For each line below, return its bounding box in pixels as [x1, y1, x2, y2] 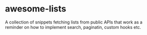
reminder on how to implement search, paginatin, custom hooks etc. [5, 24, 142, 30]
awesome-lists [5, 3, 66, 14]
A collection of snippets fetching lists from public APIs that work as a [5, 19, 143, 25]
